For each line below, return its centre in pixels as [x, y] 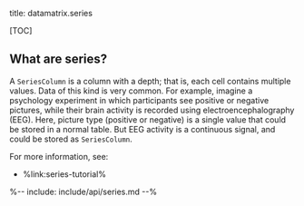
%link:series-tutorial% [64, 174]
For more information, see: [59, 156]
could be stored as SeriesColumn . [71, 139]
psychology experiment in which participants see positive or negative [139, 100]
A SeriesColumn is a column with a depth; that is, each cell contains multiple [150, 81]
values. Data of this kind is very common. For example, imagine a [131, 91]
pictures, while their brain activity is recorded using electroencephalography [152, 110]
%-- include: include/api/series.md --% [83, 191]
